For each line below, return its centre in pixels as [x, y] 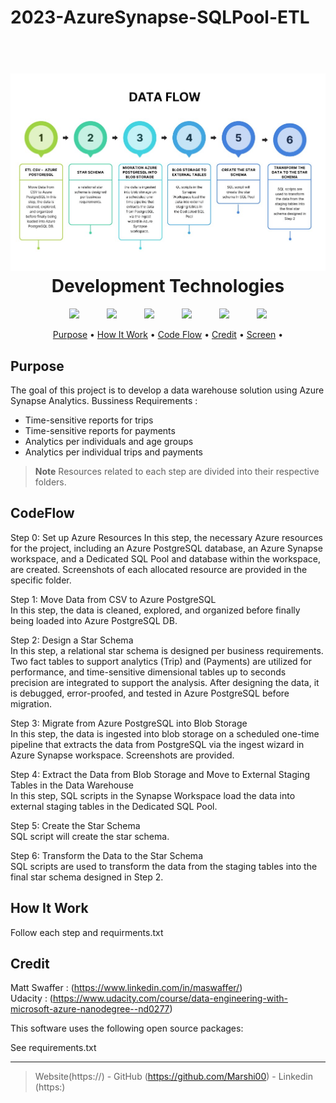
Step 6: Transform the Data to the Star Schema [106, 855]
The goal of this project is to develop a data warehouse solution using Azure [167, 390]
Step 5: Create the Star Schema [75, 825]
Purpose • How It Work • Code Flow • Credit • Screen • [168, 335]
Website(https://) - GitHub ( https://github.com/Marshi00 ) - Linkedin [173, 1077]
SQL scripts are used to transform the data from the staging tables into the [164, 866]
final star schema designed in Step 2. [87, 877]
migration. [31, 703]
